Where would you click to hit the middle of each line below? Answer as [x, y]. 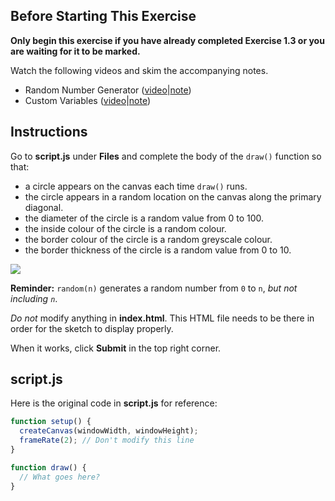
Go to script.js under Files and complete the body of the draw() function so [166, 156]
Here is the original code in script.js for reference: [114, 403]
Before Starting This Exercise [103, 16]
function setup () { [51, 422]
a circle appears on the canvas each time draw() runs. [136, 186]
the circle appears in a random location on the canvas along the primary [173, 196]
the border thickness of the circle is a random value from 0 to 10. [158, 250]
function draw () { [48, 467]
